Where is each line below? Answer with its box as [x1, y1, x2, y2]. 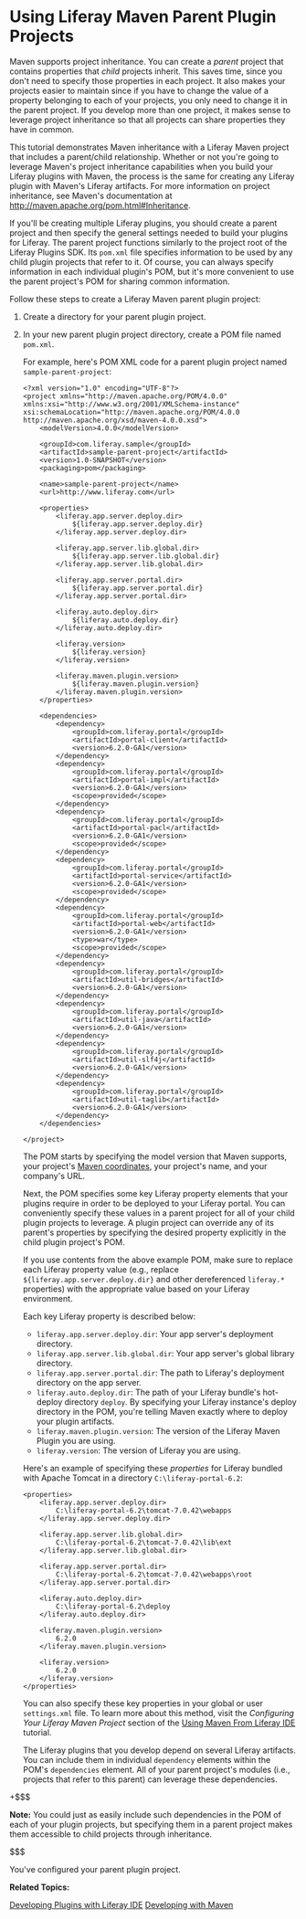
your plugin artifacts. [36, 1416, 115, 1427]
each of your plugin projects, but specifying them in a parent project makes [9, 1819, 293, 1829]
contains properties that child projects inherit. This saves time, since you [9, 66, 283, 77]
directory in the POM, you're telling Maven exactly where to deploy [36, 1406, 288, 1417]
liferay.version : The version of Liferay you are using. [36, 1445, 241, 1456]
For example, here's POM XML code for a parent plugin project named [22, 356, 288, 367]
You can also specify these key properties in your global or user [22, 1697, 263, 1709]
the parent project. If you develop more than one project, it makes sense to [9, 104, 290, 115]
